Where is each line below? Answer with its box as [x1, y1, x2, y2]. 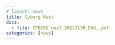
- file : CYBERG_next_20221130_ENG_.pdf [11, 25, 110, 31]
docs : [6, 19, 19, 25]
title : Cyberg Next [6, 14, 54, 20]
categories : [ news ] [6, 30, 54, 36]
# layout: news [6, 8, 44, 15]
